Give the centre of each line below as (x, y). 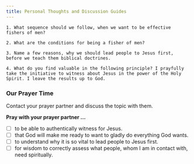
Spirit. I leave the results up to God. (56, 78)
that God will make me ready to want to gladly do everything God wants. (101, 135)
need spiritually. (34, 155)
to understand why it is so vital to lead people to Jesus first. (86, 142)
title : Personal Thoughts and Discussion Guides (66, 11)
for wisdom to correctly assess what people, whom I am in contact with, (101, 148)
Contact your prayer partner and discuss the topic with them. (79, 106)
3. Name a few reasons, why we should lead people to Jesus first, (90, 53)
